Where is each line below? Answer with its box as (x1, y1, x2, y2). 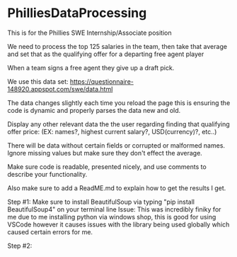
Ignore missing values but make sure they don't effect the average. (7, 148, 203, 157)
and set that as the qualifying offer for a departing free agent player (7, 50, 204, 58)
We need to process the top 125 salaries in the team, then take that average (7, 42, 228, 50)
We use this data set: (7, 77, 69, 86)
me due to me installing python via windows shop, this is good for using (7, 212, 216, 221)
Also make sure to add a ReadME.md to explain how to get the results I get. (7, 183, 226, 192)
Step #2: (7, 241, 33, 250)
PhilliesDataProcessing (7, 5, 147, 21)
